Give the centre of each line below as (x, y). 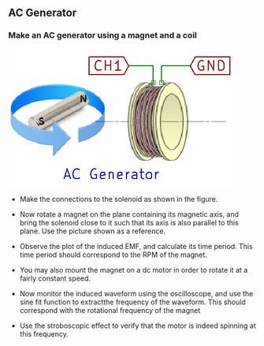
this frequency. (44, 333)
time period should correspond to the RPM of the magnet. (113, 255)
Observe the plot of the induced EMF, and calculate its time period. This (136, 246)
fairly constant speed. (55, 278)
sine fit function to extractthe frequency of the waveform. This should (132, 302)
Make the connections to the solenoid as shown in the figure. (119, 199)
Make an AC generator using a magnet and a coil (102, 35)
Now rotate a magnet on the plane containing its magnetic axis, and (129, 214)
